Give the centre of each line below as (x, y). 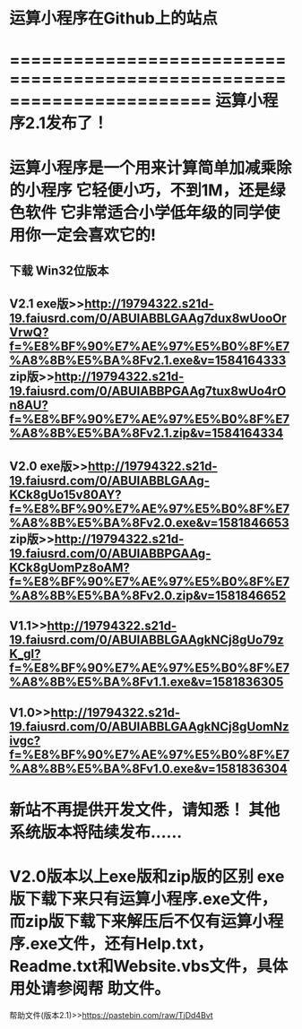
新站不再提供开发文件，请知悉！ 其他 (145, 810)
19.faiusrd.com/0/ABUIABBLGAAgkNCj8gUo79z (147, 640)
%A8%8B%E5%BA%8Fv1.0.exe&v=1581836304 (149, 769)
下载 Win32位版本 (59, 270)
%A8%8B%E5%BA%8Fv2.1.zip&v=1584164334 (147, 433)
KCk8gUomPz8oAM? (69, 567)
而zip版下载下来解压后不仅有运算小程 (147, 921)
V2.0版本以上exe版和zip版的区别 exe (147, 876)
